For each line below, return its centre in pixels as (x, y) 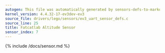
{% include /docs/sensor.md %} (38, 46)
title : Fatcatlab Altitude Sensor (41, 28)
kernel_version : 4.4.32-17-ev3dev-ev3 (45, 14)
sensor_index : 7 (22, 32)
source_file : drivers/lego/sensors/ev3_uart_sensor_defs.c (67, 18)
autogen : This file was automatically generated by (59, 9)
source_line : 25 (22, 23)
